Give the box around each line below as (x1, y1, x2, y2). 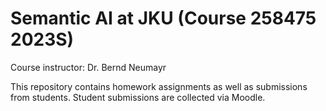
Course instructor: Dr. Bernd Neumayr (10, 61, 167, 73)
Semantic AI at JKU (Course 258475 (10, 7, 317, 30)
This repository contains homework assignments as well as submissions (10, 80, 308, 92)
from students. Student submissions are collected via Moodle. (10, 91, 266, 103)
